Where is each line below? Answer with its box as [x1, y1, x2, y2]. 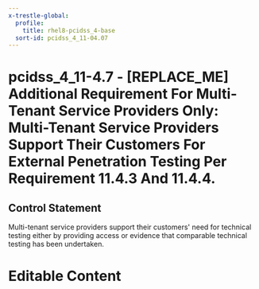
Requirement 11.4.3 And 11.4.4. [8, 170, 216, 188]
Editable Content [8, 268, 122, 285]
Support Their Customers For [8, 136, 206, 154]
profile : [15, 19, 44, 27]
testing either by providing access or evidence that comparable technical [8, 231, 248, 240]
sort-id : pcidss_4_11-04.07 [15, 33, 109, 42]
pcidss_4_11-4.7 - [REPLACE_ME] [8, 68, 229, 86]
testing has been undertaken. [8, 240, 105, 249]
